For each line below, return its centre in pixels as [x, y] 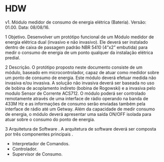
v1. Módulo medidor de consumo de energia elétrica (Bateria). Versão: [76, 22]
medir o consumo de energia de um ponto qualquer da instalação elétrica [79, 53]
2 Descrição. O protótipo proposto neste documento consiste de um [74, 67]
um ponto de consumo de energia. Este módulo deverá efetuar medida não [81, 78]
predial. [13, 57]
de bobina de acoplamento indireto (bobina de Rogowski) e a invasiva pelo [80, 88]
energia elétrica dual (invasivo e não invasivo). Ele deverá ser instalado [77, 42]
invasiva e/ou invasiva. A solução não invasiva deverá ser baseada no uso [80, 83]
